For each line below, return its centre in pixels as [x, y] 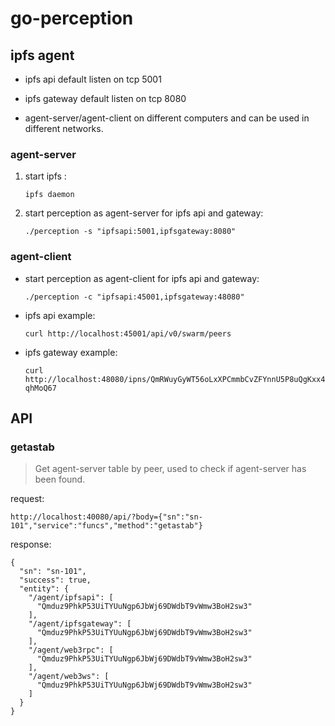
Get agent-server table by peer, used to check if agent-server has [170, 469]
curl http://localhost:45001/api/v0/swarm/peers [128, 333]
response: [31, 544]
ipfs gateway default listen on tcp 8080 [105, 98]
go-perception [72, 18]
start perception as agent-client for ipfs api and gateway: [142, 278]
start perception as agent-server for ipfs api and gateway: [144, 213]
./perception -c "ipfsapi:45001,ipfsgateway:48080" [134, 297]
